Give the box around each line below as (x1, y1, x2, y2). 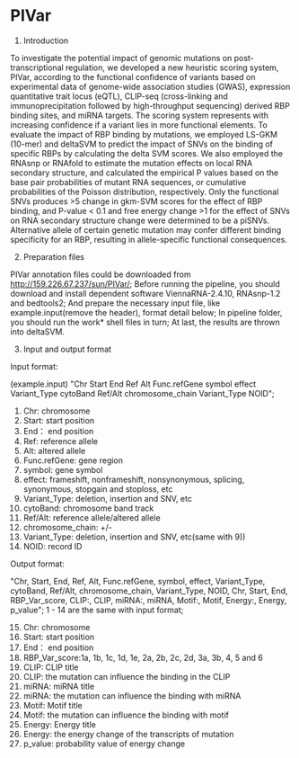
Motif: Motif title (22, 700, 84, 710)
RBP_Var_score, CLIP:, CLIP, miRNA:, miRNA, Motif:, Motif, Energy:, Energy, (10, 594, 287, 605)
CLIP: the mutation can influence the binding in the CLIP (22, 671, 231, 682)
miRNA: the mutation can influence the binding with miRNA (22, 690, 242, 701)
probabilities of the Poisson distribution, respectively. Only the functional (10, 186, 279, 197)
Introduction (22, 35, 69, 46)
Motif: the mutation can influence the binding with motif (22, 709, 230, 720)
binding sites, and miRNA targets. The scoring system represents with (10, 110, 268, 120)
